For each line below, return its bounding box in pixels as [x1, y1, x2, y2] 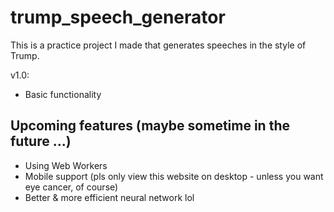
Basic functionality [24, 88, 102, 100]
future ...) [10, 133, 72, 150]
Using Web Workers [24, 159, 108, 171]
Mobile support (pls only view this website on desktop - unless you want [24, 170, 324, 182]
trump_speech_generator [10, 6, 226, 29]
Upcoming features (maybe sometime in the [10, 117, 290, 135]
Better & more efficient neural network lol [24, 191, 195, 203]
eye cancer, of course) [24, 181, 119, 193]
